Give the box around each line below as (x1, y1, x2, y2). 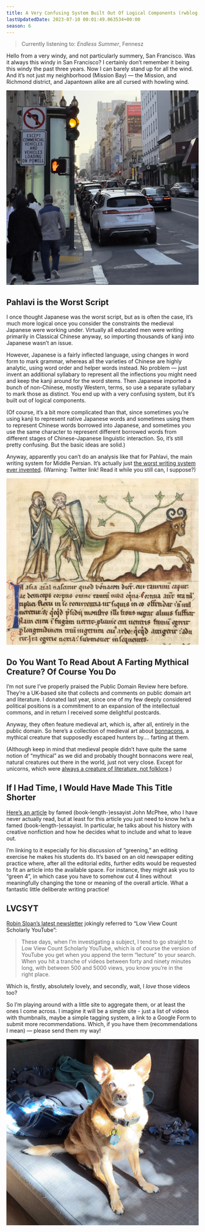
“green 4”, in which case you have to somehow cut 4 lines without (6, 872, 172, 880)
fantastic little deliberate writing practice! (6, 885, 110, 893)
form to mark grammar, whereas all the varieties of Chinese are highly (6, 358, 182, 365)
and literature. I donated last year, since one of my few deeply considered (6, 696, 192, 703)
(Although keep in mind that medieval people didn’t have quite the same (6, 746, 187, 753)
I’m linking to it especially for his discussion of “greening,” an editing (6, 846, 178, 854)
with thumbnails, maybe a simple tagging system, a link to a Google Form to (6, 1014, 196, 1021)
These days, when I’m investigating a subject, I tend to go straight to (21, 938, 193, 945)
